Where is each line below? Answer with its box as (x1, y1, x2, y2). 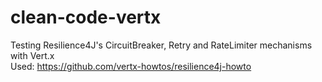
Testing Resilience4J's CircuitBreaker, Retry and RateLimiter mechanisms (10, 39, 313, 51)
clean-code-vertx (10, 6, 162, 29)
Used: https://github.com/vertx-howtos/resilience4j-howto (10, 60, 252, 72)
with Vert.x (10, 49, 55, 61)
